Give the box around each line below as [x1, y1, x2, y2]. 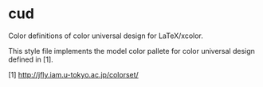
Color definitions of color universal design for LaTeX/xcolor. [8, 31, 203, 40]
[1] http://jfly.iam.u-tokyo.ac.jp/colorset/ [8, 70, 139, 79]
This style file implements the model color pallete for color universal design [8, 46, 255, 55]
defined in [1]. [8, 55, 53, 64]
